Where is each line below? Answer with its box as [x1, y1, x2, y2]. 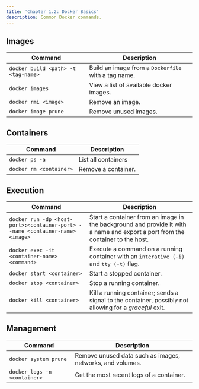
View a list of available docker [89, 81, 172, 89]
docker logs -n [9, 368, 52, 375]
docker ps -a [9, 156, 46, 163]
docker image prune [9, 108, 64, 115]
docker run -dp [9, 216, 52, 223]
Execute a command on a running [89, 245, 183, 253]
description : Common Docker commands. [6, 14, 102, 20]
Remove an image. [89, 98, 141, 106]
